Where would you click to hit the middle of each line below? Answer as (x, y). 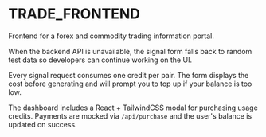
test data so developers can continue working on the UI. (100, 60)
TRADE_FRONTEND (74, 14)
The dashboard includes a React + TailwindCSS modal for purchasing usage (133, 108)
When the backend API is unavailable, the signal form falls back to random (130, 51)
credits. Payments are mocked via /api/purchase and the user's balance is (130, 115)
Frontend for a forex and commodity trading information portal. (111, 36)
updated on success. (43, 124)
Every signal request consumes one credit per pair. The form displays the (129, 75)
